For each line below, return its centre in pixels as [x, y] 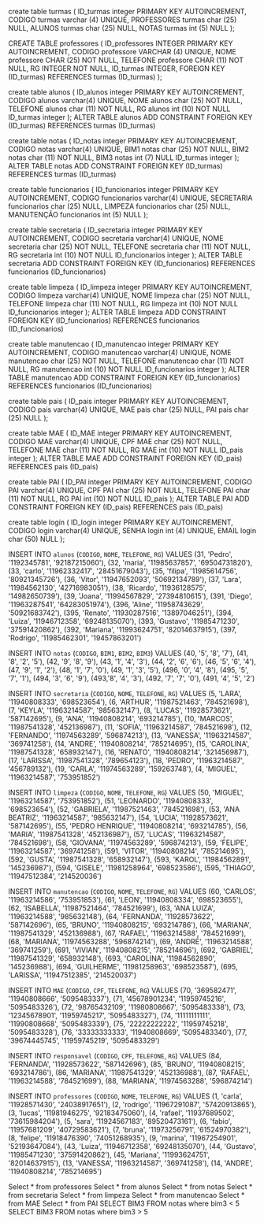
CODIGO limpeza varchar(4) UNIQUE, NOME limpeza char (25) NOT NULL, [129, 295]
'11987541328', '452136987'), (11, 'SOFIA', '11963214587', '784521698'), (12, [130, 727]
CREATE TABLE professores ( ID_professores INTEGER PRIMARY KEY [121, 43]
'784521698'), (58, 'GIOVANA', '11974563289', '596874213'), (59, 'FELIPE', [128, 843]
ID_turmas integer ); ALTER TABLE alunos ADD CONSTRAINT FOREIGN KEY [130, 117]
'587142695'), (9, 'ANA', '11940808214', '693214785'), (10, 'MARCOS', [121, 719]
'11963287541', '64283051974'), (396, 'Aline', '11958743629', [106, 604]
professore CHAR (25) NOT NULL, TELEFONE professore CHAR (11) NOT [126, 60]
